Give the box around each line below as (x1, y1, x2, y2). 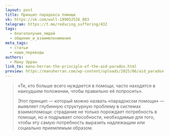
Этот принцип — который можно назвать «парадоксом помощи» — (17, 98, 164, 104)
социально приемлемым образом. (17, 125, 93, 131)
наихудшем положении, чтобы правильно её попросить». (17, 88, 143, 94)
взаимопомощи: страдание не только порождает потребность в (17, 109, 157, 115)
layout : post (5, 7, 33, 13)
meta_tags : (5, 41, 28, 46)
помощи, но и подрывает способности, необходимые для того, (17, 114, 155, 120)
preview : (5, 69, 24, 74)
